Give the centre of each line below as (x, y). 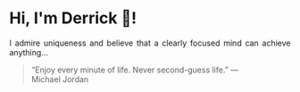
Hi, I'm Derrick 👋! (73, 18)
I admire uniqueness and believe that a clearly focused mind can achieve (150, 43)
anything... (29, 52)
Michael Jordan (60, 79)
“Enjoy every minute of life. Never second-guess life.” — (135, 70)
